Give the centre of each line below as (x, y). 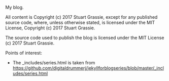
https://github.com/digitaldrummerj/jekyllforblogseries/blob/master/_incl (88, 68)
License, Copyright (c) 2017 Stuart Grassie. (50, 28)
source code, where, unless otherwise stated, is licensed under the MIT (80, 23)
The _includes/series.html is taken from (54, 63)
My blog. (14, 7)
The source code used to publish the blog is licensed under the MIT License (85, 38)
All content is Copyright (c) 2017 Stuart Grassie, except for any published (81, 17)
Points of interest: (24, 53)
